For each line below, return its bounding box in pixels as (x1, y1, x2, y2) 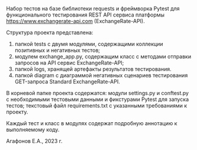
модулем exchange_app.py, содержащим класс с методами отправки (14, 53, 191, 60)
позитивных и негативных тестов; (14, 47, 101, 54)
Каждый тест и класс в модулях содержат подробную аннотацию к (6, 120, 177, 126)
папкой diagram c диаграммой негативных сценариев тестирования (14, 72, 188, 79)
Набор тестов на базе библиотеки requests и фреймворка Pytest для (6, 5, 180, 12)
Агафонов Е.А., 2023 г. (6, 138, 63, 144)
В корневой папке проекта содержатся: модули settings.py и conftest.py (6, 90, 189, 96)
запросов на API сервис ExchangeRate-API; (14, 59, 124, 66)
